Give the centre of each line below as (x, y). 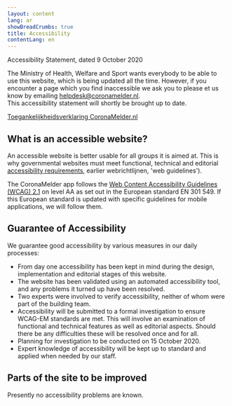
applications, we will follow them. (55, 206)
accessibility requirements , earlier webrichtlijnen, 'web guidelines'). (104, 170)
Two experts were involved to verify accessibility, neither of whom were (121, 296)
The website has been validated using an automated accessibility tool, (119, 281)
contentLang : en (31, 40)
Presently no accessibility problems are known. (75, 395)
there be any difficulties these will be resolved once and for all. (108, 333)
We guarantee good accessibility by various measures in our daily (102, 245)
